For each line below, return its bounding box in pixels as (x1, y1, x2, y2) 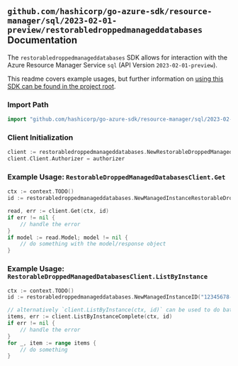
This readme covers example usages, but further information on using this (7, 74, 224, 83)
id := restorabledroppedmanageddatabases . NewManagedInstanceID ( (7, 294, 201, 301)
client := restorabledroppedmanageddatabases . (7, 149, 147, 156)
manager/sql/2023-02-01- (7, 16, 118, 26)
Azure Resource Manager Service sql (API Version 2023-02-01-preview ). (7, 60, 218, 69)
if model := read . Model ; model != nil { (7, 234, 129, 241)
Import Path (7, 99, 49, 109)
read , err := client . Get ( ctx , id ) (7, 208, 110, 215)
